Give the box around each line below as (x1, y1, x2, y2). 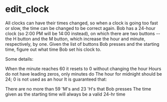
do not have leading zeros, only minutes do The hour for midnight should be (5, 71, 162, 77)
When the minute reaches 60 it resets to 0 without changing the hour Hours (5, 66, 161, 72)
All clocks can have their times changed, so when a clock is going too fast (5, 20, 158, 26)
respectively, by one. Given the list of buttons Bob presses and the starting (5, 41, 159, 47)
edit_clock (5, 3, 49, 15)
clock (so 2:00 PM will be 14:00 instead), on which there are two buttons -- (5, 30, 160, 36)
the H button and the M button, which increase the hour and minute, (5, 36, 145, 42)
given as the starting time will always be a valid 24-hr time (5, 91, 125, 97)
